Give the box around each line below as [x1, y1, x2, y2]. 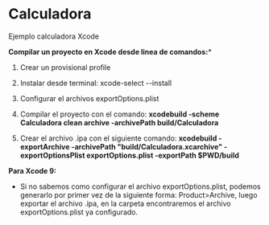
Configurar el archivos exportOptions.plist [19, 93, 159, 103]
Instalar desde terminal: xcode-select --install [19, 78, 172, 88]
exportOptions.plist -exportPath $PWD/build [86, 150, 240, 160]
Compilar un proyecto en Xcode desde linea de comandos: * [8, 47, 212, 56]
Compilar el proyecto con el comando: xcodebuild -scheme [19, 109, 220, 119]
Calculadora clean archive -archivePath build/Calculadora [19, 117, 219, 127]
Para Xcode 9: [8, 166, 56, 175]
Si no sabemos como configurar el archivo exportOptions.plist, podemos [19, 182, 261, 191]
